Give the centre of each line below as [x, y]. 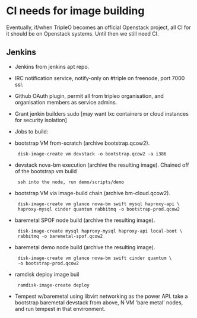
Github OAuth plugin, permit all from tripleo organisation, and [89, 96]
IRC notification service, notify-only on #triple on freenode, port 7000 [100, 78]
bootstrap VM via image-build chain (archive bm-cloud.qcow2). [93, 193]
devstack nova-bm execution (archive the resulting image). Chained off [102, 165]
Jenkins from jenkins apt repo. [52, 66]
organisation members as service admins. [66, 102]
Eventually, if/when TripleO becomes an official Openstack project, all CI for [99, 27]
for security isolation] [41, 120]
